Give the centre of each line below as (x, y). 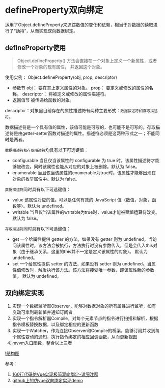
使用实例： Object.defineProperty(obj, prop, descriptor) (61, 77)
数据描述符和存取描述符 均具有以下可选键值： (47, 150)
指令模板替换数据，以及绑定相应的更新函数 (55, 324)
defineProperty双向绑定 (54, 10)
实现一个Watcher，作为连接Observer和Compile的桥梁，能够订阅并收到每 (86, 330)
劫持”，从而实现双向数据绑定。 (47, 31)
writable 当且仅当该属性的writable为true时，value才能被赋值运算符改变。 (86, 212)
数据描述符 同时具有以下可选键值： (38, 189)
